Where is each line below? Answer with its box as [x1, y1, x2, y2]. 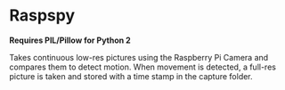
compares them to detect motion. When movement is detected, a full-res [9, 61, 276, 72]
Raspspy [9, 5, 76, 26]
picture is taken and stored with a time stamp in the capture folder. [9, 70, 253, 81]
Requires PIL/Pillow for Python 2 [9, 35, 131, 45]
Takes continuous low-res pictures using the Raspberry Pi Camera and [9, 52, 269, 62]
